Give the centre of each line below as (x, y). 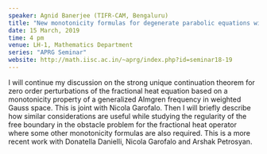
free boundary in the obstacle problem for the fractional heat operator (122, 125)
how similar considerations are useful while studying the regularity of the (128, 116)
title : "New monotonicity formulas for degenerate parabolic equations (129, 23)
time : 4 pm (26, 38)
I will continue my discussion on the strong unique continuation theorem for (132, 82)
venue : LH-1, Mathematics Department (71, 45)
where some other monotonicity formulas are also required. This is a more (130, 133)
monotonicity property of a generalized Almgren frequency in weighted (125, 99)
